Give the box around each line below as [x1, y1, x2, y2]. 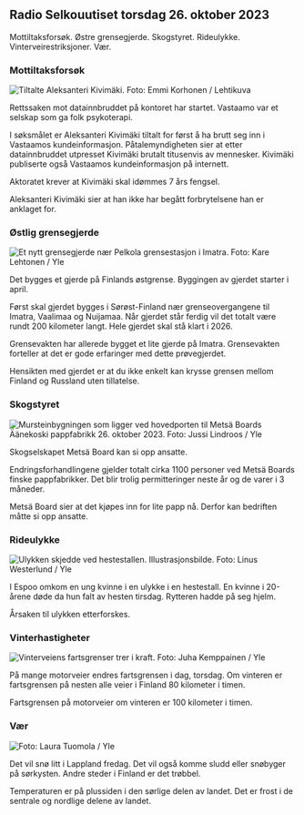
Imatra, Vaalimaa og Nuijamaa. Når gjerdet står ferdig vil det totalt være [9, 311, 277, 322]
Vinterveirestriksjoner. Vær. [9, 41, 112, 52]
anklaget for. [9, 204, 56, 215]
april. [9, 284, 29, 295]
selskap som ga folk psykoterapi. [9, 112, 134, 123]
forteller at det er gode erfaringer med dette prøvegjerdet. [9, 348, 227, 359]
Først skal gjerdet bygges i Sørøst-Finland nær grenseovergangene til [9, 301, 270, 312]
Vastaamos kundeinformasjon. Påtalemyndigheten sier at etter [9, 139, 243, 150]
